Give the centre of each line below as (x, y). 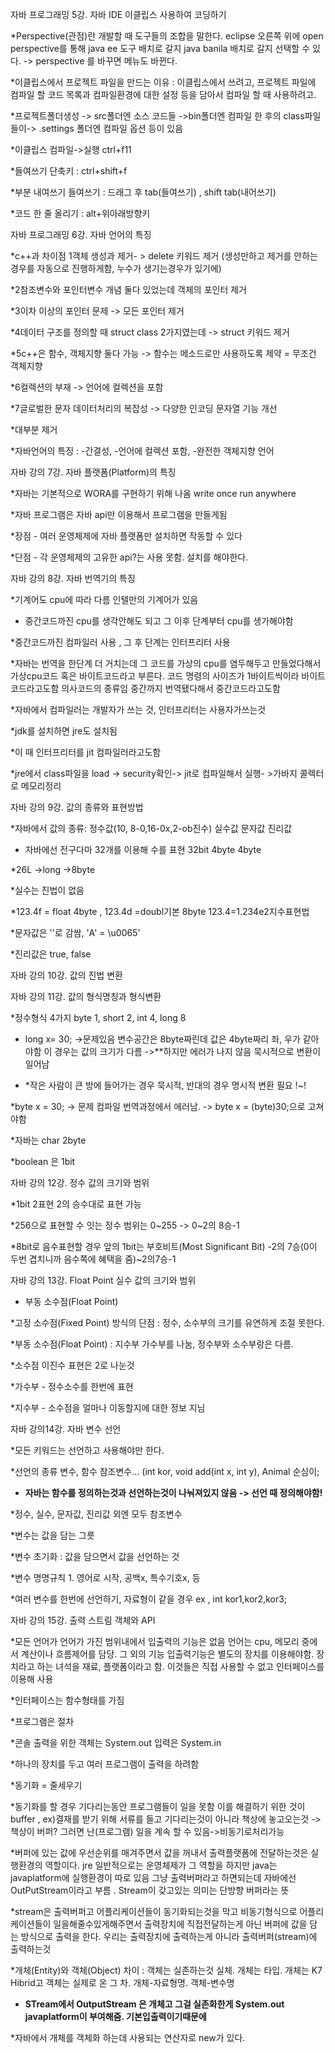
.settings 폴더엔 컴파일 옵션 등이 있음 (111, 128)
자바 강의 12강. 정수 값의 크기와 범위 (80, 1182)
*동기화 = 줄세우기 (46, 1785)
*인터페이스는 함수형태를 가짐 (67, 1700)
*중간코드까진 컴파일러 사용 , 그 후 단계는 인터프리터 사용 (120, 642)
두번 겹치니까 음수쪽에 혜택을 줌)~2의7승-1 (93, 1259)
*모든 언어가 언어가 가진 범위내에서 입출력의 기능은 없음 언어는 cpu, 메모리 (155, 1641)
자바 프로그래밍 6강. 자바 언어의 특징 (81, 234)
